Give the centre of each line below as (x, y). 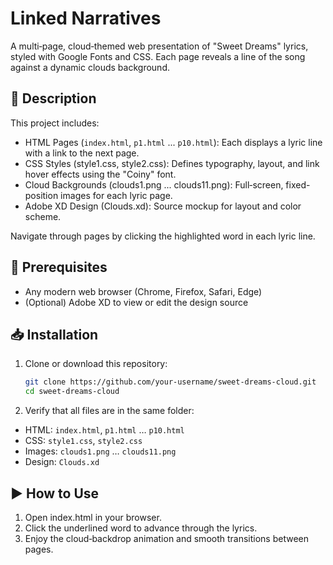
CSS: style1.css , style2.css (83, 441)
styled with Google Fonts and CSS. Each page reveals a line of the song (158, 56)
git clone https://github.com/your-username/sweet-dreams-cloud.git (170, 382)
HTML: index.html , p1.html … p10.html (104, 430)
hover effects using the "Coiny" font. (100, 174)
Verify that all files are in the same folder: (109, 411)
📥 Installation (54, 334)
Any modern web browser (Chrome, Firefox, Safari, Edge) (143, 291)
